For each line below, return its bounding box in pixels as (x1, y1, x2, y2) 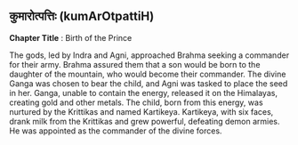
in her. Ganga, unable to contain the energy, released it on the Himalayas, (9, 87, 278, 98)
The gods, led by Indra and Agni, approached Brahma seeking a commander (9, 50, 290, 60)
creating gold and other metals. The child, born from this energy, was (9, 97, 264, 108)
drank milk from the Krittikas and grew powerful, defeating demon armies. (9, 116, 280, 126)
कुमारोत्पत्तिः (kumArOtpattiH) (9, 9, 155, 24)
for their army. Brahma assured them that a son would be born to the (9, 59, 261, 69)
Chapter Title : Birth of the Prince (9, 32, 133, 43)
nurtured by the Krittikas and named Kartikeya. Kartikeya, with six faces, (9, 106, 274, 117)
